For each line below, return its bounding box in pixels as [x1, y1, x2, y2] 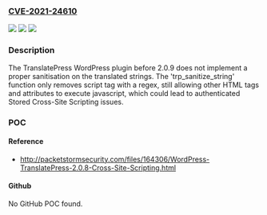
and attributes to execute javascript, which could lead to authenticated [8, 88, 241, 98]
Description [8, 45, 55, 56]
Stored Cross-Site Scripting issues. [8, 97, 124, 106]
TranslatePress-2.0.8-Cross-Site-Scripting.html [19, 162, 177, 173]
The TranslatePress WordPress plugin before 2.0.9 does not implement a [8, 62, 248, 73]
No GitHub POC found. [8, 198, 83, 209]
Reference [8, 137, 44, 146]
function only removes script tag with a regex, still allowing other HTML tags [8, 80, 260, 90]
